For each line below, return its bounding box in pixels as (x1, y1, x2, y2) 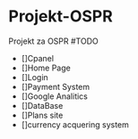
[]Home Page (21, 62, 71, 73)
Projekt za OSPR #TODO (8, 36, 99, 46)
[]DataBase (21, 100, 64, 110)
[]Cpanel (21, 53, 55, 63)
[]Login (21, 71, 48, 82)
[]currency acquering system (21, 119, 129, 130)
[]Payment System (21, 81, 91, 92)
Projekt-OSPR (8, 6, 113, 27)
